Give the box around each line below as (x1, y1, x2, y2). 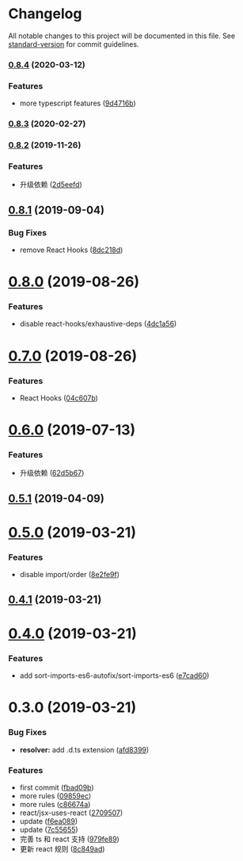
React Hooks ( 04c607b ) (19, 393, 99, 403)
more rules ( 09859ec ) (19, 790, 92, 801)
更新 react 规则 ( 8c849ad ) (19, 844, 105, 853)
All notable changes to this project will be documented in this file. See (8, 31, 236, 40)
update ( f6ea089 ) (19, 816, 78, 825)
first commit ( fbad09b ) (19, 783, 94, 792)
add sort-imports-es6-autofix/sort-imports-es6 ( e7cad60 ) (19, 671, 210, 680)
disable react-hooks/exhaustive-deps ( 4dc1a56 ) (19, 319, 177, 329)
